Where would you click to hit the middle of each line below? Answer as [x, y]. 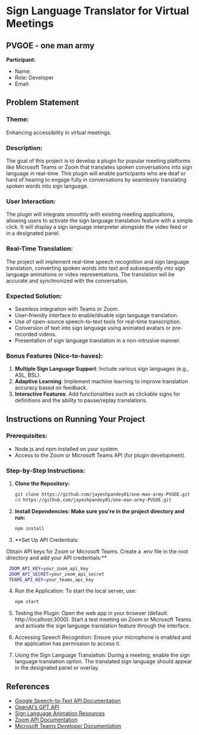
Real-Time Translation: [39, 249]
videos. [47, 334]
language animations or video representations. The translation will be [90, 274]
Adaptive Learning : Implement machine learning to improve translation [101, 381]
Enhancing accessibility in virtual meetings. [59, 133]
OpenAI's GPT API [37, 707]
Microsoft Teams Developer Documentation [68, 726]
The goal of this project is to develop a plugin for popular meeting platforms [98, 160]
